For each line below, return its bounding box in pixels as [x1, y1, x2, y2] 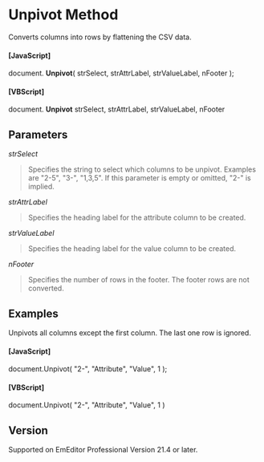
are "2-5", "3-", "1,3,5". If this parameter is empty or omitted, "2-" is [27, 173, 251, 183]
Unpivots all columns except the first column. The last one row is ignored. [8, 327, 251, 338]
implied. [27, 182, 55, 192]
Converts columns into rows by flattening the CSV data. [8, 32, 192, 42]
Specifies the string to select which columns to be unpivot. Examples [27, 164, 257, 174]
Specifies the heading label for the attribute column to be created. [27, 213, 246, 222]
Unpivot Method [8, 6, 119, 24]
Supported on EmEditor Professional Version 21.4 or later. [8, 445, 198, 455]
